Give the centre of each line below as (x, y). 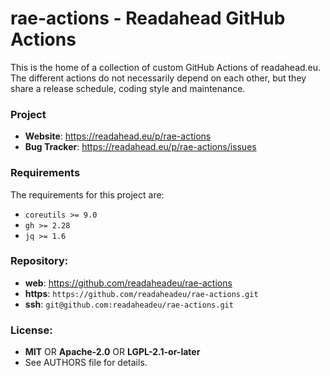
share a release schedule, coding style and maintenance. (128, 88)
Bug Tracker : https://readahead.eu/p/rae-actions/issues (140, 147)
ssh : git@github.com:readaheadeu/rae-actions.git (129, 304)
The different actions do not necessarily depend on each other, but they (158, 78)
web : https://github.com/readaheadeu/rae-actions (128, 283)
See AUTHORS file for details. (86, 363)
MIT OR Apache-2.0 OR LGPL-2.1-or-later (112, 352)
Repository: (39, 261)
